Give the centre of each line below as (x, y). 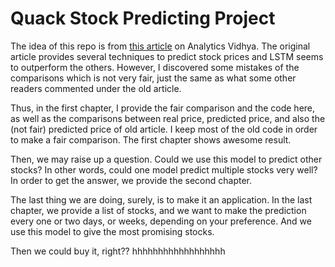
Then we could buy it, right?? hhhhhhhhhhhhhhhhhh (118, 251)
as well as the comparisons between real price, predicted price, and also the (168, 118)
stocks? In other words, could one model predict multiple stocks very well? (164, 169)
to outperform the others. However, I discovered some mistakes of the (155, 67)
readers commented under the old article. (96, 88)
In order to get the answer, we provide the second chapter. (131, 180)
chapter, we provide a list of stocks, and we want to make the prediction (158, 210)
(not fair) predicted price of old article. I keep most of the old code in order (164, 129)
